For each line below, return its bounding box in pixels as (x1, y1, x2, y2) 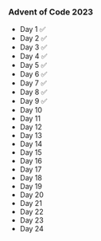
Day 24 (19, 224, 44, 234)
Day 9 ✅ (19, 97, 48, 106)
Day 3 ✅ (19, 42, 48, 52)
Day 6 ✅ (19, 69, 48, 79)
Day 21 (19, 199, 42, 208)
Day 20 (19, 190, 44, 200)
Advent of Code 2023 (8, 6, 94, 18)
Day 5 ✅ (19, 61, 48, 70)
